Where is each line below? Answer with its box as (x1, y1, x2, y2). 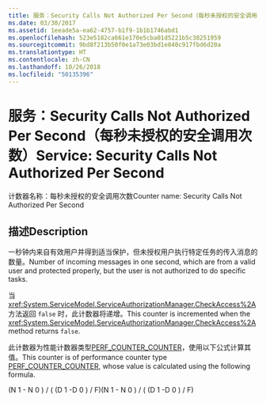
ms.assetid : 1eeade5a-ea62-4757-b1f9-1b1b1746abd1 (8, 26, 179, 34)
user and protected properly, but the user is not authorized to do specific (8, 266, 246, 275)
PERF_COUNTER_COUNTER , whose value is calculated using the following (8, 362, 251, 371)
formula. (8, 370, 36, 380)
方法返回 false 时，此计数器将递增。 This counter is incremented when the (8, 309, 251, 319)
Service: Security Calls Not (36, 146, 218, 165)
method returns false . (8, 326, 81, 336)
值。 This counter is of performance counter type (8, 353, 168, 362)
